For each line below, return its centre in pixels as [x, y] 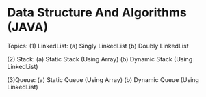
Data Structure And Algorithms [97, 13]
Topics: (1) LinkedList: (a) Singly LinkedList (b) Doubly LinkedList [98, 46]
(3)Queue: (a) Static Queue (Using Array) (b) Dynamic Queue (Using [103, 79]
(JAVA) [28, 27]
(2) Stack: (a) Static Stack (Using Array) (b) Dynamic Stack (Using [100, 59]
